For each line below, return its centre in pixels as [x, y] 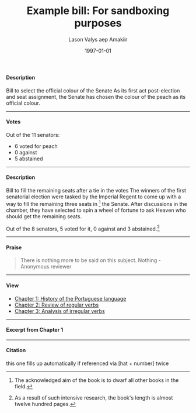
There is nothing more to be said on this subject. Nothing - [91, 260]
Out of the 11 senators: [33, 135]
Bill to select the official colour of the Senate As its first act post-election [93, 90]
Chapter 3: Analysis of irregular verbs [60, 311]
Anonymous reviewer [46, 267]
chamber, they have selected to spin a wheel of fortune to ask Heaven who [96, 210]
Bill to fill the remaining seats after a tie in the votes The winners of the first [96, 190]
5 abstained [29, 159]
